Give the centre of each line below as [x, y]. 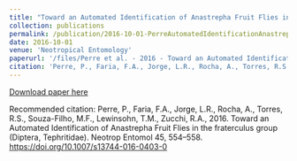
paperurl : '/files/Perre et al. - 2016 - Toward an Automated [126, 58]
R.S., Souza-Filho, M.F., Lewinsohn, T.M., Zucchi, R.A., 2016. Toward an [139, 118]
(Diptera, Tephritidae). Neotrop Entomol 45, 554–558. [106, 137]
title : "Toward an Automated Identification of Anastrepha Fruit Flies [144, 17]
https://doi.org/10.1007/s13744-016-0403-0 [88, 146]
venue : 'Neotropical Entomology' [71, 50]
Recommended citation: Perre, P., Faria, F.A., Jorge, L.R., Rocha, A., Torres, [146, 109]
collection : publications [57, 26]
